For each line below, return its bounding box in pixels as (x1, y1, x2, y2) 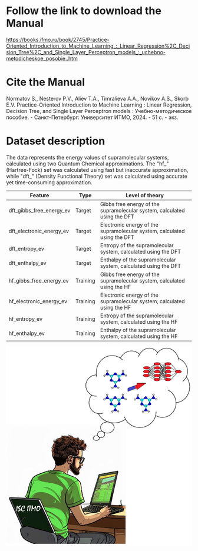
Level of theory (126, 192, 164, 199)
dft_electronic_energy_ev (8, 227, 70, 234)
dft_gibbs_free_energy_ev (8, 207, 71, 214)
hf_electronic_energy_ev (8, 297, 68, 304)
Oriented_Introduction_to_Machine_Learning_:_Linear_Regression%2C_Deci (6, 42, 190, 49)
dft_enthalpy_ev (8, 259, 47, 266)
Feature (29, 192, 49, 199)
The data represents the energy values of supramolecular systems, (6, 154, 169, 161)
